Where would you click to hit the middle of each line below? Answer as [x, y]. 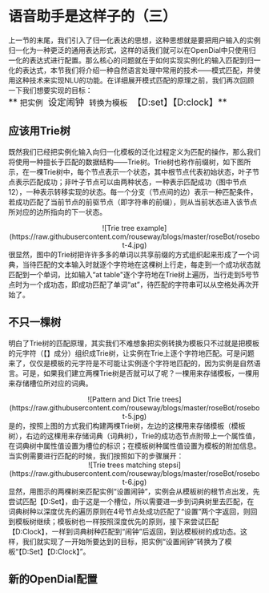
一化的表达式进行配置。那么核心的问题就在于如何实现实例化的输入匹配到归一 [134, 60]
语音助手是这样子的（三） [93, 16]
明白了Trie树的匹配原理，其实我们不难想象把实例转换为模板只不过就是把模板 [134, 343]
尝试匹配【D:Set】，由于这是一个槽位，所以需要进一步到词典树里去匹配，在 [131, 501]
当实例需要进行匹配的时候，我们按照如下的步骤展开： [96, 456]
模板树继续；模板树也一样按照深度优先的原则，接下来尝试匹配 [116, 521]
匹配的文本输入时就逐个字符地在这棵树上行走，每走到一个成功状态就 [148, 264]
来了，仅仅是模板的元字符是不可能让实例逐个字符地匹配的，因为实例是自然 [131, 363]
